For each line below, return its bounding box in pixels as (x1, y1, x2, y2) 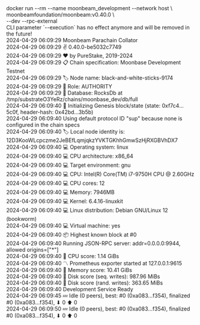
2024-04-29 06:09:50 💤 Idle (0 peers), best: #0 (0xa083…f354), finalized (6, 305, 190, 312)
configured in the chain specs (6, 122, 80, 128)
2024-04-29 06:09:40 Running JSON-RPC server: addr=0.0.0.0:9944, (6, 240, 181, 247)
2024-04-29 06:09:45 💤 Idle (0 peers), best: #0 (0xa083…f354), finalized (6, 292, 190, 299)
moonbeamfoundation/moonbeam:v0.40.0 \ (6, 11, 115, 18)
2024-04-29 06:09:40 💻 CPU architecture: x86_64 (6, 152, 133, 159)
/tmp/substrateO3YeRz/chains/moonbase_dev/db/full (6, 96, 138, 103)
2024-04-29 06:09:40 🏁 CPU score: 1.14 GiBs (6, 253, 120, 259)
